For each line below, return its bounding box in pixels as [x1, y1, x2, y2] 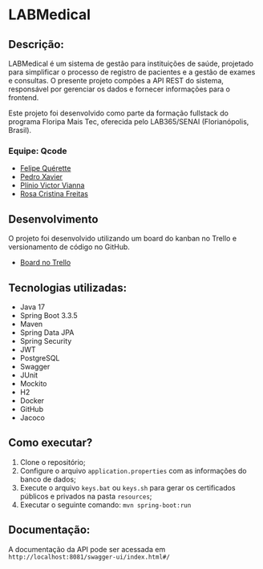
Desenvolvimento [8, 212, 99, 226]
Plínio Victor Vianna [19, 180, 85, 190]
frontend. [8, 93, 39, 102]
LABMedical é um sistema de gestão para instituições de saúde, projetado [8, 59, 254, 68]
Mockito [19, 378, 47, 388]
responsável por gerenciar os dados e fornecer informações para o [8, 84, 231, 94]
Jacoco [19, 413, 46, 422]
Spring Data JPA [19, 327, 75, 337]
